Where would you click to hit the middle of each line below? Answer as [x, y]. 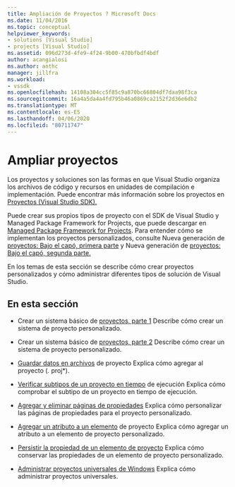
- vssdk [19, 86]
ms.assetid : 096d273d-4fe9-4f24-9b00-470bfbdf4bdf [83, 54]
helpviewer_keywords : [39, 33]
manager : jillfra [33, 73]
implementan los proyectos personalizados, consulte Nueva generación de [116, 238]
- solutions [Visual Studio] [50, 40]
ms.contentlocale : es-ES [44, 112]
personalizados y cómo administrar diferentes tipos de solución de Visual [114, 274]
